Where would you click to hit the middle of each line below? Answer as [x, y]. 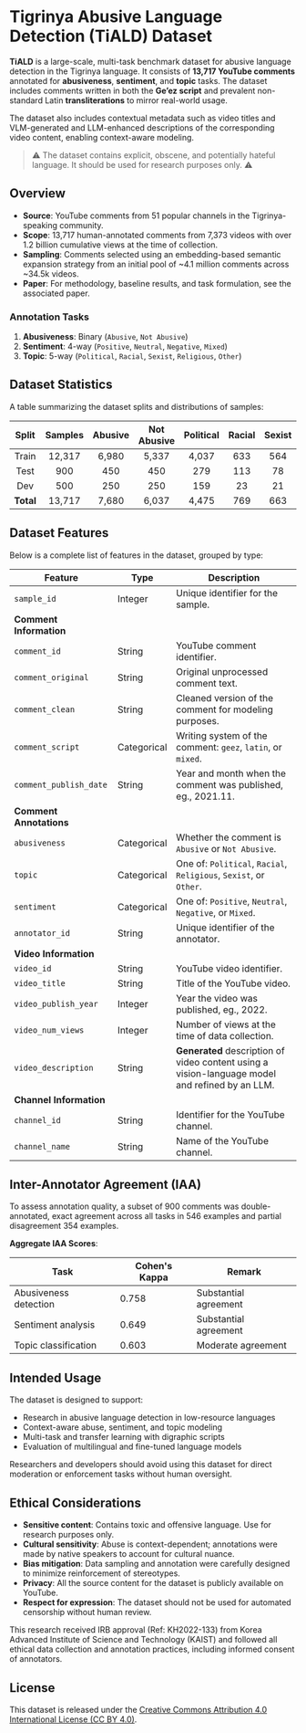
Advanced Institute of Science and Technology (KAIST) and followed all [143, 1640]
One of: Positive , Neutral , [232, 901]
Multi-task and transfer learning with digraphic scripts [123, 1437]
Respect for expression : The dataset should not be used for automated [157, 1602]
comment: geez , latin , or [229, 747]
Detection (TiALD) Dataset [111, 36]
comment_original [51, 677]
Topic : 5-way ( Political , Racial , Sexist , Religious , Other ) [132, 356]
